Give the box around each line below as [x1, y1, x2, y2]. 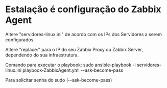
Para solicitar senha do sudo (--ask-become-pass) [5, 77, 112, 83]
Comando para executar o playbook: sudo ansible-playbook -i [5, 62, 136, 68]
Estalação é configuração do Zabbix [5, 4, 161, 15]
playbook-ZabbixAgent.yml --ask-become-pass [22, 67, 124, 73]
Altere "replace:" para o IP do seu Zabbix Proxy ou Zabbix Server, [5, 46, 143, 52]
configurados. [5, 37, 35, 43]
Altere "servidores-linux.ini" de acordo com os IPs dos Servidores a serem [5, 31, 162, 37]
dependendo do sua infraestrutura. [5, 52, 79, 58]
